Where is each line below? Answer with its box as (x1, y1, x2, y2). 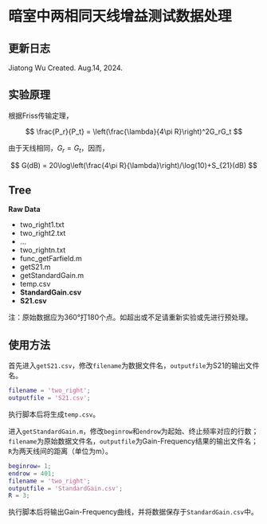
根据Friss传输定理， (8, 111, 73, 120)
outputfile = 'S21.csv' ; (8, 394, 91, 402)
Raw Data (8, 205, 41, 214)
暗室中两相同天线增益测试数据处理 (8, 7, 233, 25)
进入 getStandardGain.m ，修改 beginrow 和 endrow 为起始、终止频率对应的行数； (8, 426, 259, 436)
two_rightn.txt (19, 245, 66, 255)
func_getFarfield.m (19, 254, 82, 264)
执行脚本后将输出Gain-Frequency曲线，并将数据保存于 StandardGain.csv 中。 (8, 507, 258, 517)
